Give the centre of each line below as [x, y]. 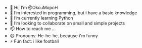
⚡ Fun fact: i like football [34, 41]
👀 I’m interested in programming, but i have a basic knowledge [73, 13]
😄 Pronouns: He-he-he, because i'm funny [54, 36]
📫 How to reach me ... [33, 29]
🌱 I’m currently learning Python [41, 18]
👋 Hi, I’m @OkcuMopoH [34, 8]
